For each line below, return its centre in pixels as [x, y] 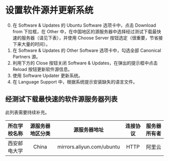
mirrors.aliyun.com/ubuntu [89, 146]
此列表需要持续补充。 [27, 112]
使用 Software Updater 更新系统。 [48, 75]
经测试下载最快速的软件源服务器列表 [61, 99]
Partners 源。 [26, 56]
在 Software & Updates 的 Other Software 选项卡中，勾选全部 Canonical [87, 50]
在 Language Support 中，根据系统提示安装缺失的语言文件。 [75, 82]
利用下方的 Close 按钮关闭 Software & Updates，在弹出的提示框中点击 [85, 63]
